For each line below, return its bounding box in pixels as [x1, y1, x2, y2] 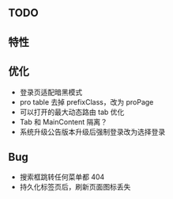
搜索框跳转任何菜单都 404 [19, 172, 105, 182]
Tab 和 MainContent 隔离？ [19, 117, 108, 126]
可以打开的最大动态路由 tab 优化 [19, 107, 125, 117]
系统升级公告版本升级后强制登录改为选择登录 [19, 127, 166, 136]
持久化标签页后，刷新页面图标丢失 [19, 182, 131, 192]
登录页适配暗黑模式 [19, 87, 83, 97]
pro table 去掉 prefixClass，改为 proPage [19, 97, 154, 106]
